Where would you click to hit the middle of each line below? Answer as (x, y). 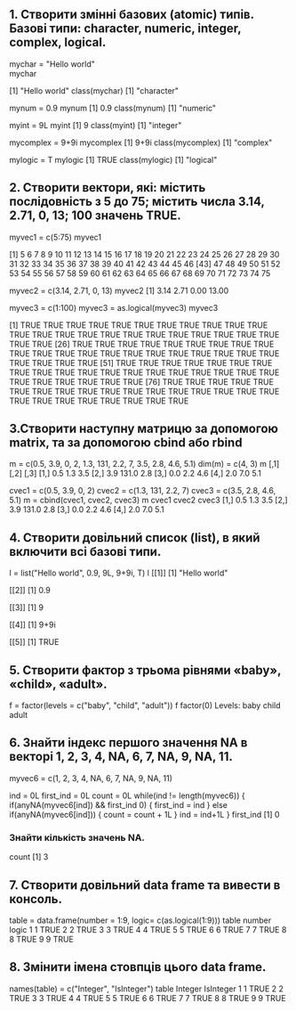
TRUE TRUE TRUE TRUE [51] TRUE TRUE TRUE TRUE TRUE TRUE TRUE (141, 363)
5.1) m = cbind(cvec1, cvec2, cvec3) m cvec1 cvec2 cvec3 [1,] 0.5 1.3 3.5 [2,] (148, 500)
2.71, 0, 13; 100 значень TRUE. (95, 216)
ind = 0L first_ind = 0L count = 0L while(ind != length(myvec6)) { (128, 795)
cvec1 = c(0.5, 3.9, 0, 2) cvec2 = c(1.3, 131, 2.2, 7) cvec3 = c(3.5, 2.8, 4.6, (143, 491)
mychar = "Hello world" (52, 64)
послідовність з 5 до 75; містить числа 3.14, (137, 202)
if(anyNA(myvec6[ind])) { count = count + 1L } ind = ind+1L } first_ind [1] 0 (144, 814)
